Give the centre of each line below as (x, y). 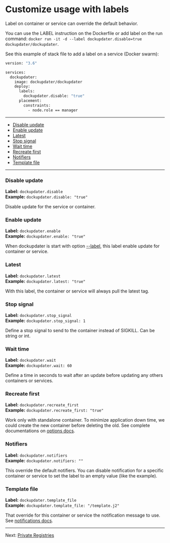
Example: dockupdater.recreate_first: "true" (54, 410)
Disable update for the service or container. (51, 206)
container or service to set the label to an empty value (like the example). (81, 475)
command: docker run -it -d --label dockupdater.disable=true (74, 39)
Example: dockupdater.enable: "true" (46, 236)
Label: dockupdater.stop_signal (39, 315)
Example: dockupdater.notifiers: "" (44, 460)
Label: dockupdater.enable (33, 231)
